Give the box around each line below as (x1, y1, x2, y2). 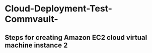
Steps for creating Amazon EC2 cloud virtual (5, 33, 147, 42)
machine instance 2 (5, 41, 68, 50)
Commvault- (5, 13, 58, 25)
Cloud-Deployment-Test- (5, 3, 113, 14)
